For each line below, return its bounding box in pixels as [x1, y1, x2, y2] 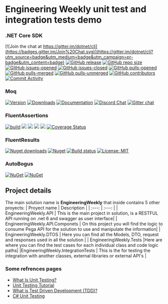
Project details [5, 187, 52, 195]
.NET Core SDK [5, 32, 43, 39]
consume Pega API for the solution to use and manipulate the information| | [5, 226, 160, 232]
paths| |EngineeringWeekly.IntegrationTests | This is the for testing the [5, 247, 150, 254]
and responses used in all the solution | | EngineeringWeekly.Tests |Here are [5, 237, 163, 243]
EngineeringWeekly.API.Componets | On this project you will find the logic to [5, 221, 163, 227]
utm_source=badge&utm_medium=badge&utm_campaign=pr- [5, 54, 133, 60]
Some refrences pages [5, 265, 62, 272]
